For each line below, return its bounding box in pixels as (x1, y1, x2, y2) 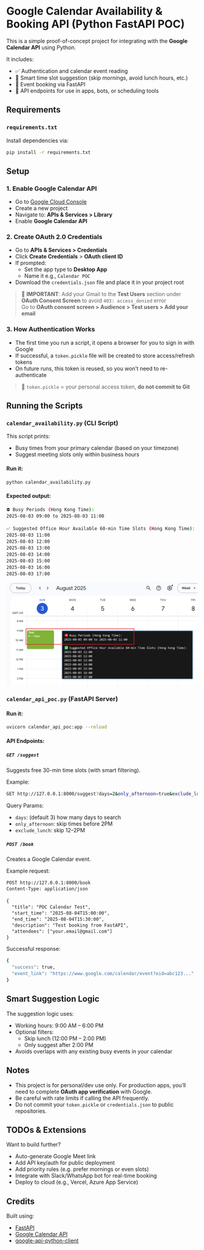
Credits (6, 1196, 35, 1206)
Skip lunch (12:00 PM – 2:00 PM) (24, 1035, 106, 1042)
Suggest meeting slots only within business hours (15, 451, 140, 458)
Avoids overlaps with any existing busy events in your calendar (15, 1048, 173, 1055)
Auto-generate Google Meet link (15, 1153, 96, 1160)
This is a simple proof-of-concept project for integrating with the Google (6, 37, 188, 44)
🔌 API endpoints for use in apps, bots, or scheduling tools (15, 87, 159, 94)
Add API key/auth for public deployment (15, 1159, 115, 1167)
